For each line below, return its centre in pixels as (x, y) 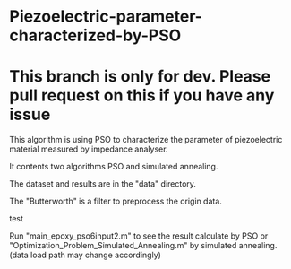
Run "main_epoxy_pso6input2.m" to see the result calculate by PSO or (139, 236)
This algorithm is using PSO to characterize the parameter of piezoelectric (146, 140)
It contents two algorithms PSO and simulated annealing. (114, 167)
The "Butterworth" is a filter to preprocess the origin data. (116, 201)
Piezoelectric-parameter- (106, 17)
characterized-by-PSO (95, 35)
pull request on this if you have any (142, 95)
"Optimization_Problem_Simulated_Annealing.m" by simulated (123, 246)
